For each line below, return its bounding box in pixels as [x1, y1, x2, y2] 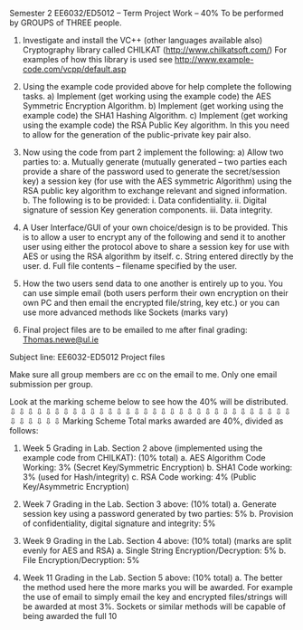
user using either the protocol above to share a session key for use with [22, 242, 289, 252]
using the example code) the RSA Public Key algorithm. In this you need [22, 119, 289, 130]
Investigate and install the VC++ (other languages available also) [22, 35, 263, 45]
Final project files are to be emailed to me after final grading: [22, 325, 248, 335]
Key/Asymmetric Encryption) [22, 482, 129, 492]
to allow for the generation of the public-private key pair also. [22, 129, 251, 139]
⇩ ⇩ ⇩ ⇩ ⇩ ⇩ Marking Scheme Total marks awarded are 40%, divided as [9, 415, 284, 426]
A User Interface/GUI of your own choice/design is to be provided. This [22, 222, 289, 233]
